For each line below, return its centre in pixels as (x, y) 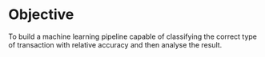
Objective (41, 15)
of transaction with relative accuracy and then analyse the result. (115, 44)
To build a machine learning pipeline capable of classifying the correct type (133, 36)
